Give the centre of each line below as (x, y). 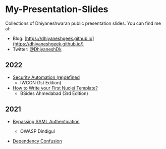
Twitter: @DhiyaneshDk (37, 49)
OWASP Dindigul (37, 131)
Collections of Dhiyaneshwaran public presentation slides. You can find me (83, 23)
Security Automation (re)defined (46, 77)
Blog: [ (19, 38)
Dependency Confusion (37, 141)
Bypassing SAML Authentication (46, 121)
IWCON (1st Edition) (41, 82)
